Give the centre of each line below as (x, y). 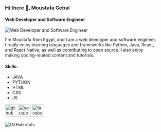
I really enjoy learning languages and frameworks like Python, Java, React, (80, 45)
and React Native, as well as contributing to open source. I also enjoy (74, 50)
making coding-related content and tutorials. (50, 55)
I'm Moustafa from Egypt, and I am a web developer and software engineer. (81, 40)
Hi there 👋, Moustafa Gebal (37, 8)
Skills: (11, 66)
